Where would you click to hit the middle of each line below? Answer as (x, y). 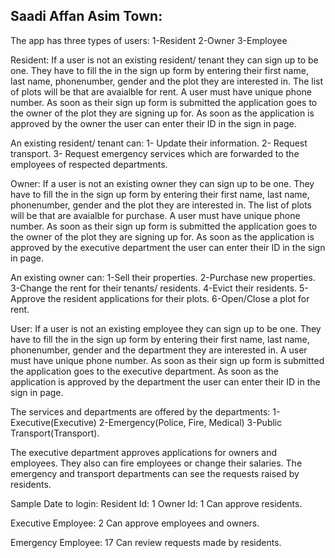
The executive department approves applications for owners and (143, 452)
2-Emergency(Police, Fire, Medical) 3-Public (190, 422)
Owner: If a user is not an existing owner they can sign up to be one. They (162, 183)
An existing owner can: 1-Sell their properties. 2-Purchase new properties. (163, 277)
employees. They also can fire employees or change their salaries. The (156, 463)
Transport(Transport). (55, 433)
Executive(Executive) (53, 422)
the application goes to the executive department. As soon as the (145, 371)
